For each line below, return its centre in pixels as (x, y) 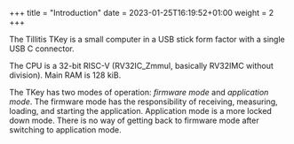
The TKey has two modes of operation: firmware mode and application (139, 92)
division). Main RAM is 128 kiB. (65, 75)
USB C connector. (42, 49)
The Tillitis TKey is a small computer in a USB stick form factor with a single (147, 39)
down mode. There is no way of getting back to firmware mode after (134, 120)
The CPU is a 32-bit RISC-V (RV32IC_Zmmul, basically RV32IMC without (141, 66)
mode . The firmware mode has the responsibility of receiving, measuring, (143, 102)
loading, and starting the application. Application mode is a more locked (141, 111)
